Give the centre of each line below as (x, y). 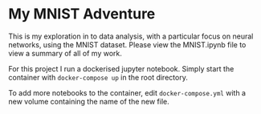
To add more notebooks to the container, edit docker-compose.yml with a (127, 92)
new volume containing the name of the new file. (89, 101)
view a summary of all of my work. (65, 53)
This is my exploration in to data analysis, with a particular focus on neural (131, 36)
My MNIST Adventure (82, 14)
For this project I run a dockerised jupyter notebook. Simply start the (121, 68)
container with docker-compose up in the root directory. (98, 77)
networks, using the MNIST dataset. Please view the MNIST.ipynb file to (127, 44)
